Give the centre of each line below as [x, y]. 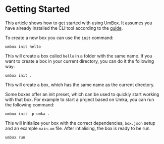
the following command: [30, 104]
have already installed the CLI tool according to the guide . [64, 28]
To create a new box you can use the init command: [59, 38]
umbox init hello [23, 47]
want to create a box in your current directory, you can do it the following [80, 61]
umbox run [15, 137]
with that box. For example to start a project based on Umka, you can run [80, 99]
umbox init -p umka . [27, 114]
